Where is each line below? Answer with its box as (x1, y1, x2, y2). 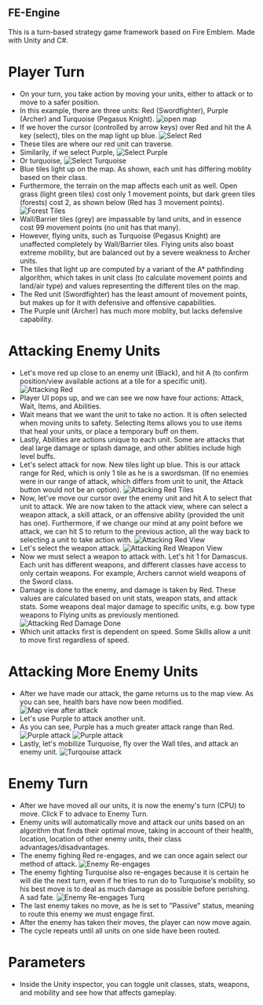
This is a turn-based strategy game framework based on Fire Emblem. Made (8, 27, 255, 36)
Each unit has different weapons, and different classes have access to (19, 559, 247, 569)
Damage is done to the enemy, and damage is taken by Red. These (19, 585, 236, 594)
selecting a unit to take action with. (19, 534, 133, 545)
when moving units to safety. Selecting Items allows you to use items (19, 418, 243, 427)
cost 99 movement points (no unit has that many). (19, 222, 181, 232)
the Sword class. (19, 577, 74, 586)
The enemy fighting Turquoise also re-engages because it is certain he (19, 867, 250, 877)
